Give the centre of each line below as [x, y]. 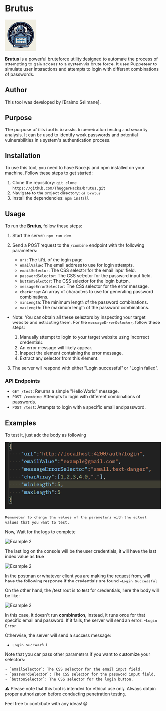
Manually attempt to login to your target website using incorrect [84, 337]
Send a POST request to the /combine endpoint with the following [78, 245]
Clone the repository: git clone [44, 183]
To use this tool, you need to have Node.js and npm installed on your [75, 168]
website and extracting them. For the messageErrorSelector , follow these [86, 323]
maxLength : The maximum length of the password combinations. [84, 308]
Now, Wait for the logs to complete [40, 532]
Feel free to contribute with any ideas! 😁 [46, 703]
